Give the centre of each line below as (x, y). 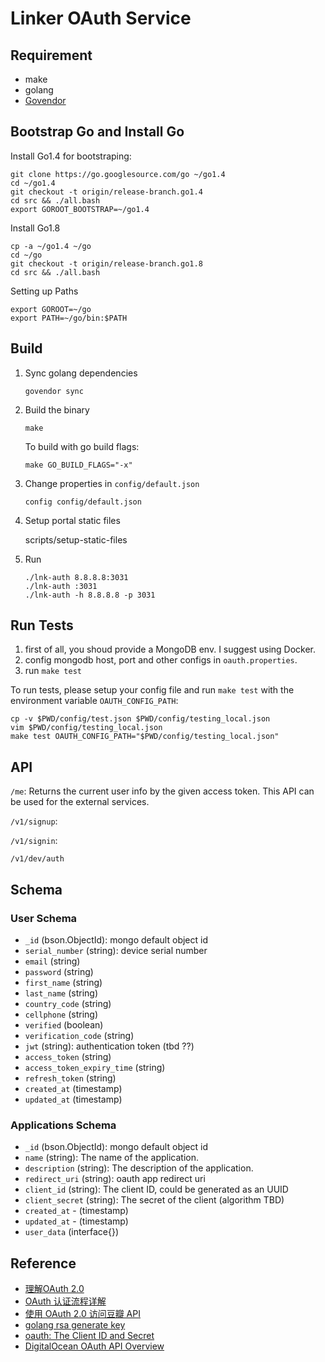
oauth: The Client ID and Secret (89, 1336)
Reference (43, 1263)
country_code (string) (68, 1003)
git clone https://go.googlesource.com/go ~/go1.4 (118, 174)
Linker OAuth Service (101, 18)
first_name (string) (63, 982)
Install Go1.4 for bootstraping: (71, 156)
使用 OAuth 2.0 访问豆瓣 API (82, 1314)
